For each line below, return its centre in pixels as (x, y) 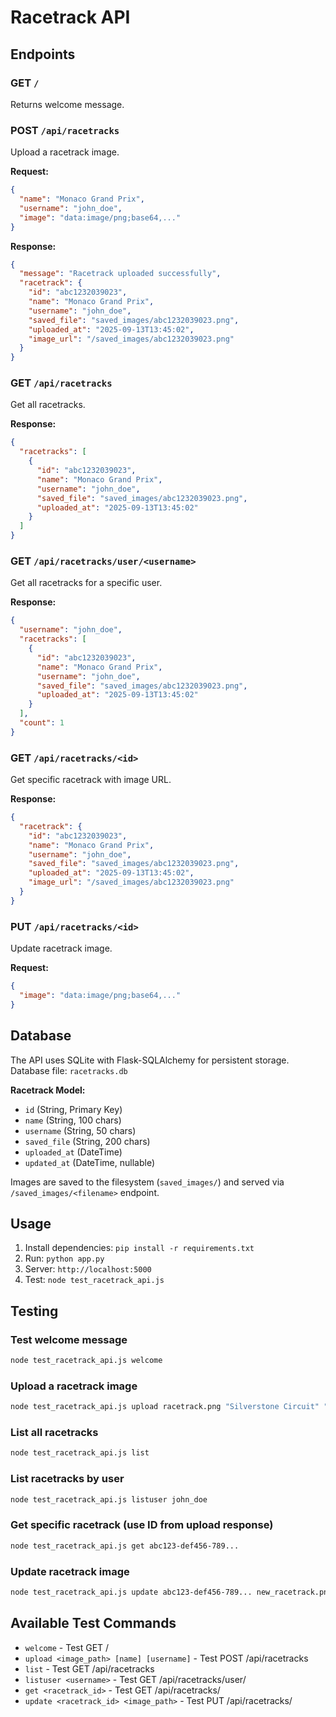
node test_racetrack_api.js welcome (86, 1361)
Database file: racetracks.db (69, 1070)
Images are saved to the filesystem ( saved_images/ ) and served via (147, 1182)
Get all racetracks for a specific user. (86, 583)
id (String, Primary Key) (73, 1109)
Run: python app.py (64, 1258)
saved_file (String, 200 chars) (87, 1141)
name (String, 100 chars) (73, 1120)
